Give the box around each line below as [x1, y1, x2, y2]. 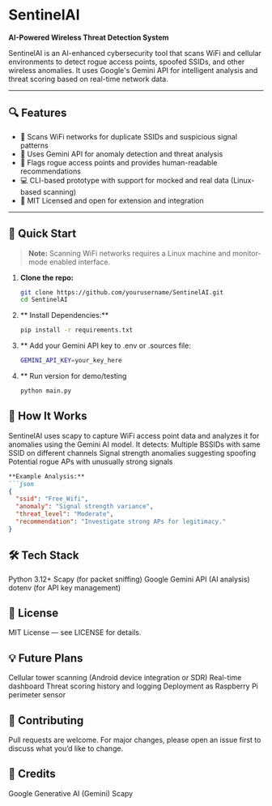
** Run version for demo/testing [19, 371, 127, 381]
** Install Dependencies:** [19, 311, 109, 320]
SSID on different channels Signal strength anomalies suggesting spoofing [8, 448, 257, 457]
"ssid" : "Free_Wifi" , [15, 495, 89, 504]
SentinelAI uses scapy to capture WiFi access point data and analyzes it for [8, 431, 260, 440]
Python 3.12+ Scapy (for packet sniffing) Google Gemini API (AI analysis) [8, 574, 250, 584]
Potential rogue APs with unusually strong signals [8, 457, 173, 466]
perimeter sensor [8, 690, 66, 700]
